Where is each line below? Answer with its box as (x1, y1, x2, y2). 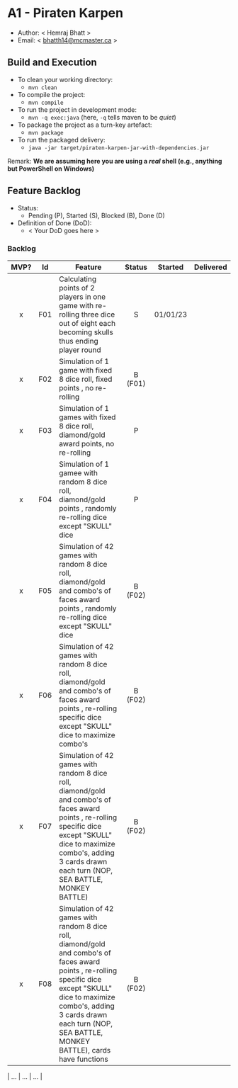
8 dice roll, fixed (59, 374, 113, 384)
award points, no (59, 438, 115, 448)
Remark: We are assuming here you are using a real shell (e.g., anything (7, 157, 222, 165)
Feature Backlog (7, 185, 81, 197)
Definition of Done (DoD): (17, 218, 92, 227)
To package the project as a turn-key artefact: (17, 120, 152, 129)
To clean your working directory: (17, 75, 113, 84)
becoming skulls (59, 327, 113, 337)
